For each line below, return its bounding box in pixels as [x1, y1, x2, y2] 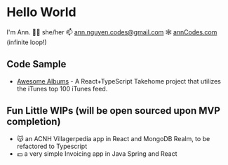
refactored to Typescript [16, 142, 88, 150]
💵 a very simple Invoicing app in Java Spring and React [16, 149, 177, 158]
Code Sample [6, 58, 67, 70]
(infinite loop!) [6, 38, 47, 46]
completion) [6, 116, 61, 128]
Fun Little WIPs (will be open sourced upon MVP [6, 105, 220, 117]
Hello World [6, 4, 76, 20]
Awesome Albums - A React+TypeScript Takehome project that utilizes [16, 77, 222, 85]
